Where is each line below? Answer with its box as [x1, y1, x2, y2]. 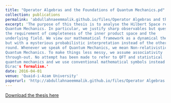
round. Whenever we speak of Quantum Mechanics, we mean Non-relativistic [5, 45, 167, 50]
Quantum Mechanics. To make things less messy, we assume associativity [5, 50, 163, 55]
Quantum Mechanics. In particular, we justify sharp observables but [5, 26, 156, 31]
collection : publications [5, 12, 60, 17]
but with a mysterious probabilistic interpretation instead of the [5, 41, 154, 46]
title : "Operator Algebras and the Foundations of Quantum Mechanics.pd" [5, 7, 165, 13]
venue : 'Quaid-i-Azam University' [5, 74, 79, 79]
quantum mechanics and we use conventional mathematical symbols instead [5, 59, 165, 64]
